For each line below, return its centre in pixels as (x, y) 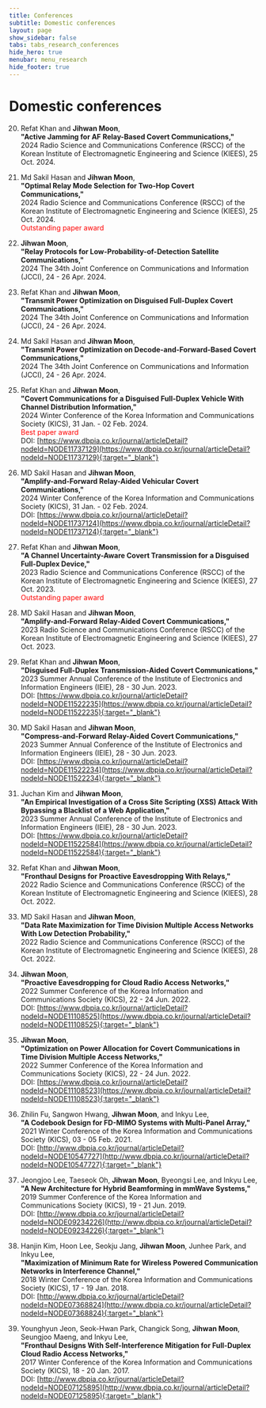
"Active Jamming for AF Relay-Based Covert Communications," (127, 136)
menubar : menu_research (48, 60)
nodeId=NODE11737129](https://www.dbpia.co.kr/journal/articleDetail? (135, 449)
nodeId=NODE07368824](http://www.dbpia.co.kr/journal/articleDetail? (136, 1304)
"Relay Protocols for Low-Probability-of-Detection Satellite (120, 251)
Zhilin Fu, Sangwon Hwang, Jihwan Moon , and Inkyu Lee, (114, 1114)
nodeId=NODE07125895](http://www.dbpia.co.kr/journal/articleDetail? (135, 1387)
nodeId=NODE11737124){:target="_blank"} (89, 531)
